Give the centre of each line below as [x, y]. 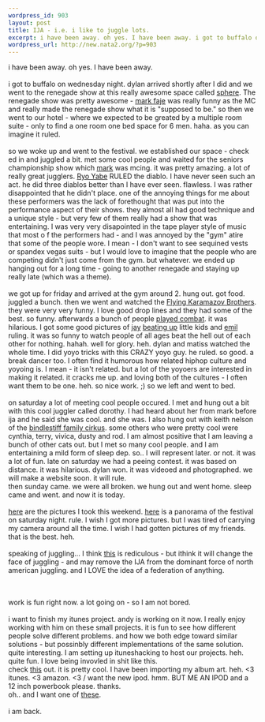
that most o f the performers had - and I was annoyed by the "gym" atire [126, 235]
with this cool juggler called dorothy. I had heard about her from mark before [132, 411]
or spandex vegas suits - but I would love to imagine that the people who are [132, 252]
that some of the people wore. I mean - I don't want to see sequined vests [128, 243]
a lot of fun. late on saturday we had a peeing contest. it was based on [122, 462]
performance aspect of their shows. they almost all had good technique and [131, 210]
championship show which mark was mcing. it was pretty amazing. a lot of [129, 168]
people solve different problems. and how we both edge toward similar [123, 636]
